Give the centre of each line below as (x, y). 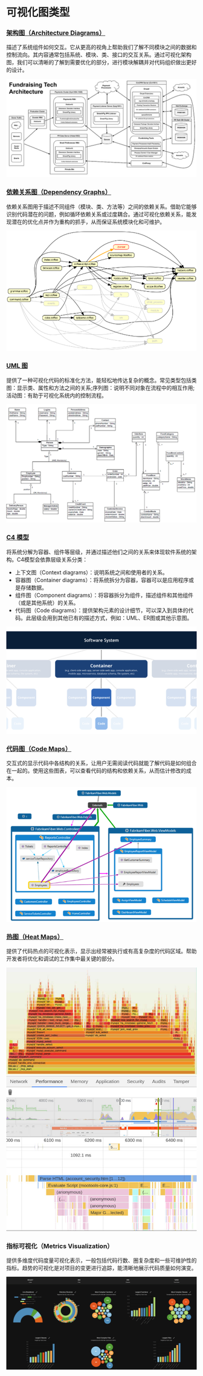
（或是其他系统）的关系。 (47, 602)
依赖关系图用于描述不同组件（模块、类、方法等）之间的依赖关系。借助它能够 (101, 206)
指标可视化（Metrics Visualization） (60, 1246)
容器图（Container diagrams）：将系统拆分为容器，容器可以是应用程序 (102, 580)
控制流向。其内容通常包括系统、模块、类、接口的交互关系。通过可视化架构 (99, 55)
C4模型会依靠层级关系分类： (52, 559)
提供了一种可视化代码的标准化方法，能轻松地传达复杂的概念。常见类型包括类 (101, 380)
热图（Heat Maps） (35, 936)
